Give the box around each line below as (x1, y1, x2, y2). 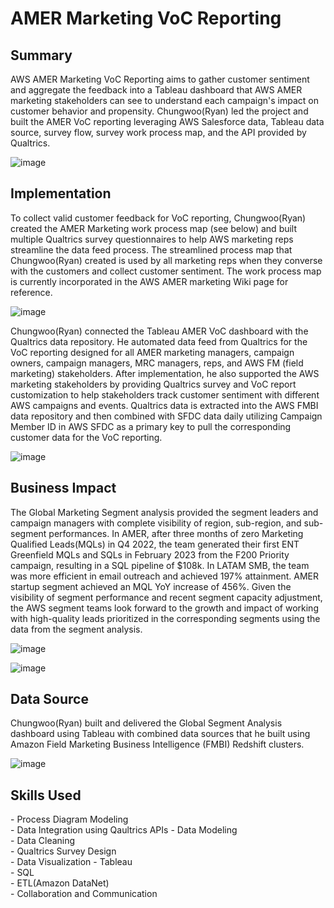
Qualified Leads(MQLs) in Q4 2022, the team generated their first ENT (10, 538, 300, 550)
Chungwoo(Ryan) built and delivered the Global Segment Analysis (10, 717, 283, 729)
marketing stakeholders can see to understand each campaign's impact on (10, 95, 319, 106)
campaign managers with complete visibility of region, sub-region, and (10, 517, 302, 529)
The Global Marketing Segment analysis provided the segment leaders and (10, 506, 319, 518)
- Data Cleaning (10, 835, 76, 847)
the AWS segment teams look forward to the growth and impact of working (10, 602, 319, 614)
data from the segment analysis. (10, 623, 143, 635)
